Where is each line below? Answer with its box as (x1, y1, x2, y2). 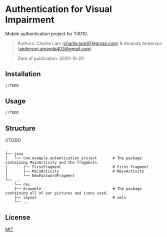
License (5, 213, 30, 221)
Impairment (5, 14, 54, 25)
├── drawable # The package (14, 186, 142, 191)
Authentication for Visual (5, 3, 112, 15)
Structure (5, 124, 36, 132)
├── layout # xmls (14, 195, 126, 200)
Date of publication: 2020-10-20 (17, 55, 84, 61)
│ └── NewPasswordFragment (5, 173, 75, 178)
